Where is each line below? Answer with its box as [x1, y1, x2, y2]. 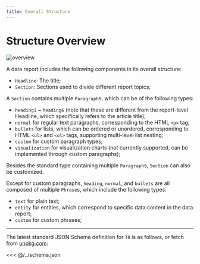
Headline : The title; [14, 77, 61, 84]
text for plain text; [14, 197, 60, 205]
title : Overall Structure [6, 8, 70, 15]
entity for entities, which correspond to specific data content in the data [14, 203, 193, 211]
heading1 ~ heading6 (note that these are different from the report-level [14, 106, 189, 113]
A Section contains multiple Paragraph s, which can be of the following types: [6, 94, 194, 101]
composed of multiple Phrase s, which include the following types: [6, 186, 167, 193]
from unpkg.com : [6, 240, 49, 247]
